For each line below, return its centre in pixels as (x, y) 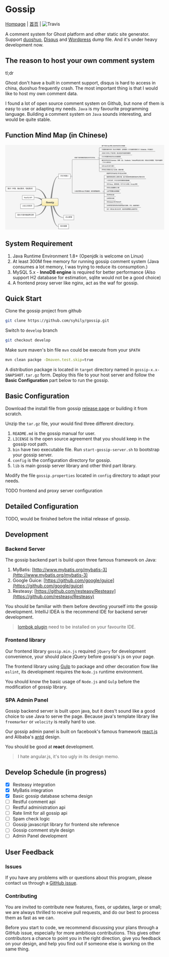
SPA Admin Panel (27, 700)
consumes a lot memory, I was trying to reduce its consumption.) (80, 267)
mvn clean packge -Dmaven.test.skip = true (49, 360)
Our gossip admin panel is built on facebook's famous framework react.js (81, 731)
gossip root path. (30, 444)
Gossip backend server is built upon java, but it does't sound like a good (80, 711)
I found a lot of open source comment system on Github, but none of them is (85, 103)
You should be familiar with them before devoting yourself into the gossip (81, 606)
